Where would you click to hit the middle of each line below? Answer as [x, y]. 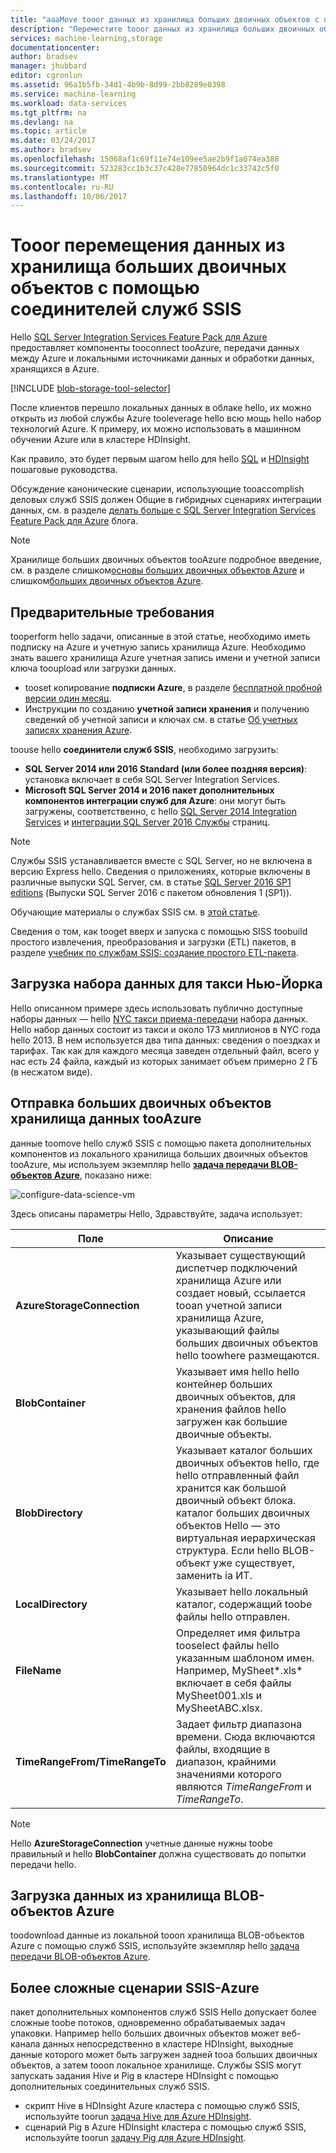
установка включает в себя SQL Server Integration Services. [152, 779]
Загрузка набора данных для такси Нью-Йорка [166, 984]
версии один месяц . [68, 698]
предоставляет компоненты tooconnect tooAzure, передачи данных [155, 348]
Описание [248, 1238]
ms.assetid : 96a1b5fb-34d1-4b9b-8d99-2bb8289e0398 [118, 85]
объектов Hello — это [228, 1525]
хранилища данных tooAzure [106, 1119]
